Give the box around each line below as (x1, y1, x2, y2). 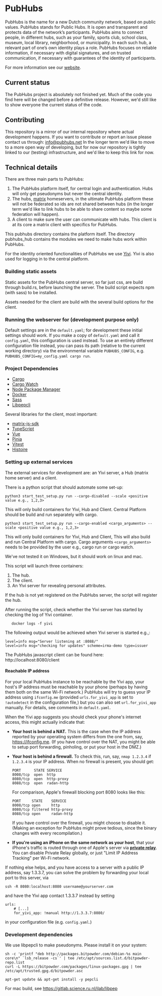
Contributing (5, 116, 44, 124)
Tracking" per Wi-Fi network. (12, 855, 70, 861)
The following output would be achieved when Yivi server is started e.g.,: (5, 630, 150, 635)
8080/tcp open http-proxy (12, 776, 69, 781)
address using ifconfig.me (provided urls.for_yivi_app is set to (5, 694, 134, 700)
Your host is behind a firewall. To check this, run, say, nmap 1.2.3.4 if (12, 753, 151, 759)
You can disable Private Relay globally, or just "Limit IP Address (12, 850, 138, 856)
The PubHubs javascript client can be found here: (5, 651, 104, 658)
